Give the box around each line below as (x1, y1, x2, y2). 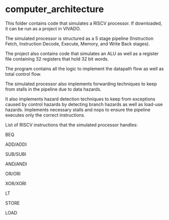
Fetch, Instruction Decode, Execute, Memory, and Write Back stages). (5, 40, 150, 46)
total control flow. (5, 71, 41, 77)
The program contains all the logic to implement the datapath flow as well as (5, 66, 164, 72)
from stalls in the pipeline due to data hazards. (5, 86, 102, 92)
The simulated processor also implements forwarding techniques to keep (5, 81, 157, 87)
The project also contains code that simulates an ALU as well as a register (5, 50, 159, 57)
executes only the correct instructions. (5, 112, 86, 118)
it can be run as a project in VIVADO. (5, 25, 81, 31)
